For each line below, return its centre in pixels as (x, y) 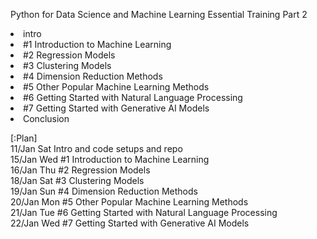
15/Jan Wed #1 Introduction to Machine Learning (110, 159)
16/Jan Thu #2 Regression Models (80, 170)
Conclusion (46, 118)
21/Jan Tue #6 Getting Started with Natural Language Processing (144, 212)
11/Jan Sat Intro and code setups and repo (96, 148)
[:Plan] (24, 138)
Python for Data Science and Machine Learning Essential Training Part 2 (159, 14)
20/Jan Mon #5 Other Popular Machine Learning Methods (129, 202)
